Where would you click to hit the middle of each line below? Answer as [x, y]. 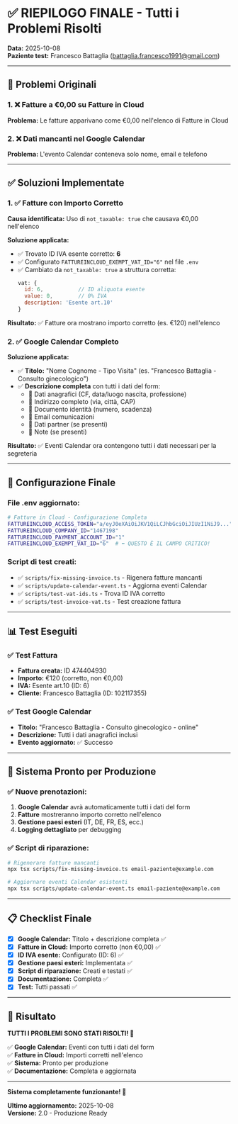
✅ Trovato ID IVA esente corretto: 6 [69, 254]
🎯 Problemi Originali [52, 85]
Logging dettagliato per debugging [69, 830]
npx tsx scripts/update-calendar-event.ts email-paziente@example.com [114, 889]
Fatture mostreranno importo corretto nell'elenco [89, 815]
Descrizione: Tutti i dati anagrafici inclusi [78, 734]
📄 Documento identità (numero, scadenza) [90, 410]
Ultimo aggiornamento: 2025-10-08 [61, 1106]
